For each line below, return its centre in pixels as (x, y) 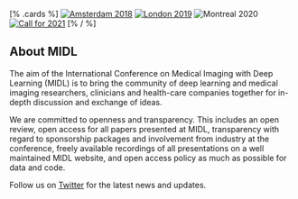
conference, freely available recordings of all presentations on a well (137, 148)
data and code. (37, 167)
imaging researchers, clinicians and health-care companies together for (143, 92)
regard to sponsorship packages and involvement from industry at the (139, 139)
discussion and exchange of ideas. (98, 102)
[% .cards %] (34, 14)
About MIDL (44, 52)
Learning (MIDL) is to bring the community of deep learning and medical (144, 83)
